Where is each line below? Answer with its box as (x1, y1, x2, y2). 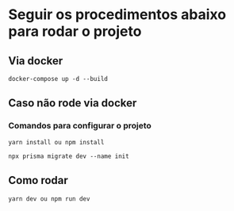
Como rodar (8, 174, 69, 187)
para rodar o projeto (8, 22, 142, 40)
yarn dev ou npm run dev (8, 194, 90, 203)
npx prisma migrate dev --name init (8, 152, 129, 160)
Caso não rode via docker (8, 97, 137, 110)
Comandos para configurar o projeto (8, 121, 152, 132)
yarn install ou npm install (8, 138, 105, 146)
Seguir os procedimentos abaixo (8, 6, 227, 24)
